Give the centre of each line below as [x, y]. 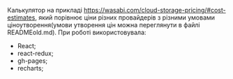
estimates [21, 17]
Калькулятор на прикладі [45, 10]
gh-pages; [32, 61]
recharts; [30, 68]
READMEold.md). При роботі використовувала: [77, 32]
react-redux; [35, 53]
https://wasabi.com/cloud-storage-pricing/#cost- [155, 10]
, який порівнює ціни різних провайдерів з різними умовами [125, 17]
